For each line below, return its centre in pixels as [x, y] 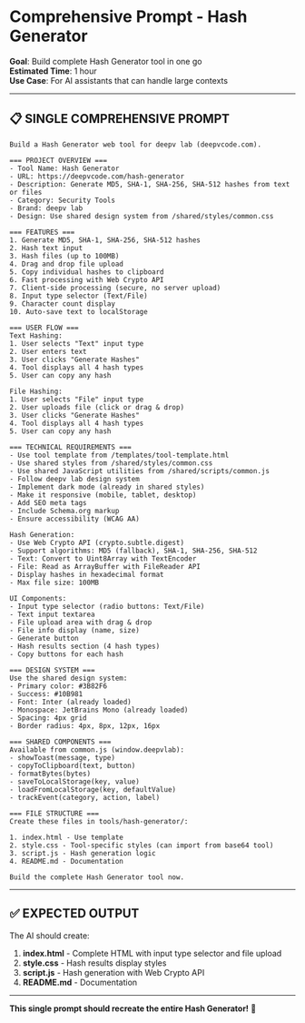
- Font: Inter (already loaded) [70, 702]
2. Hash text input [46, 248]
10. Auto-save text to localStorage [79, 311]
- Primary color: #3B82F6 [58, 686]
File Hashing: [36, 391]
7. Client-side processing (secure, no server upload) [115, 288]
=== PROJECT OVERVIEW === [58, 160]
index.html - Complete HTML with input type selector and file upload [152, 953]
